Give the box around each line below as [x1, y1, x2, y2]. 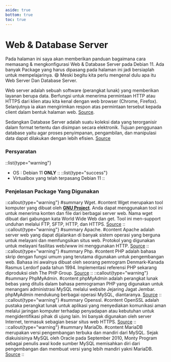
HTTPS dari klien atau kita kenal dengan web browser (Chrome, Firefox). [5, 98, 158, 105]
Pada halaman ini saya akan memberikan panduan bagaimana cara [5, 56, 146, 62]
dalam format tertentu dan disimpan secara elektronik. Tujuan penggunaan [5, 125, 162, 131]
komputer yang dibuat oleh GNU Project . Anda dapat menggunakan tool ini [5, 205, 163, 211]
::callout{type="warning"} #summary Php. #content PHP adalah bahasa [5, 248, 156, 254]
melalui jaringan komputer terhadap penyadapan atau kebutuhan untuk [5, 307, 155, 314]
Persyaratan [5, 148, 37, 155]
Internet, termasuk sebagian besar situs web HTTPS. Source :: [5, 319, 137, 325]
